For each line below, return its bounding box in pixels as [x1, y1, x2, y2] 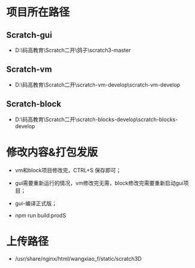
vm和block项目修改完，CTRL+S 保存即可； [14, 166, 122, 173]
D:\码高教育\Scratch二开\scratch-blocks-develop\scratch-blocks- [14, 116, 178, 123]
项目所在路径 [6, 5, 70, 19]
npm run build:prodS [14, 211, 66, 219]
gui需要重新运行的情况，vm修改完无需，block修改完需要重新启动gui [14, 179, 184, 187]
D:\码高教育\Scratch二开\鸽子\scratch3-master [14, 46, 131, 54]
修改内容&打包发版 [6, 145, 98, 159]
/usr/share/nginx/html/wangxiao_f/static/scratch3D [14, 255, 142, 262]
